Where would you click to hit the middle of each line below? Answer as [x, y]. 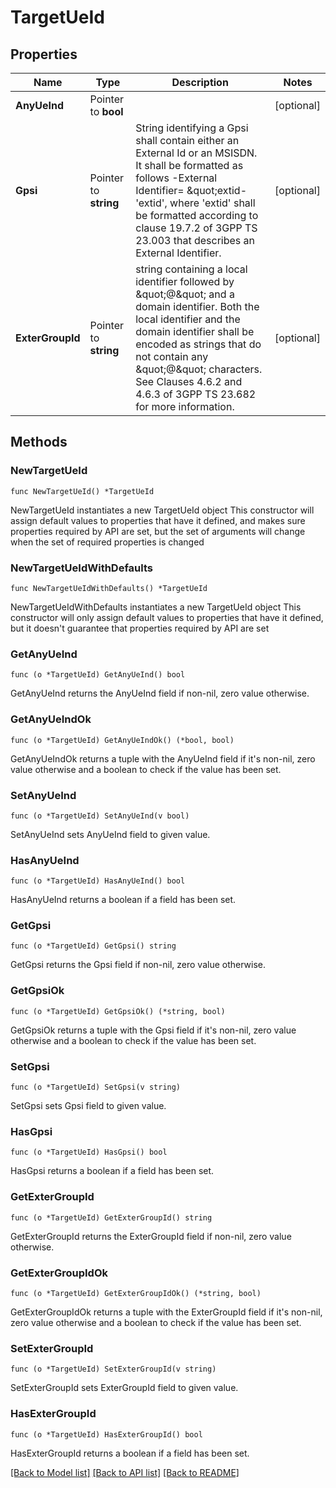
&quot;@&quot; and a [185, 294]
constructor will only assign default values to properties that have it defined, [167, 617]
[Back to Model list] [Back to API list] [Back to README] [125, 1472]
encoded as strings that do [198, 344]
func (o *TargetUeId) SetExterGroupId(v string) [113, 1369]
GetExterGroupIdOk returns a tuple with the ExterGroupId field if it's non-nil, [166, 1312]
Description [200, 82]
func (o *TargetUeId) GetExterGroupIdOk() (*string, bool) [136, 1293]
